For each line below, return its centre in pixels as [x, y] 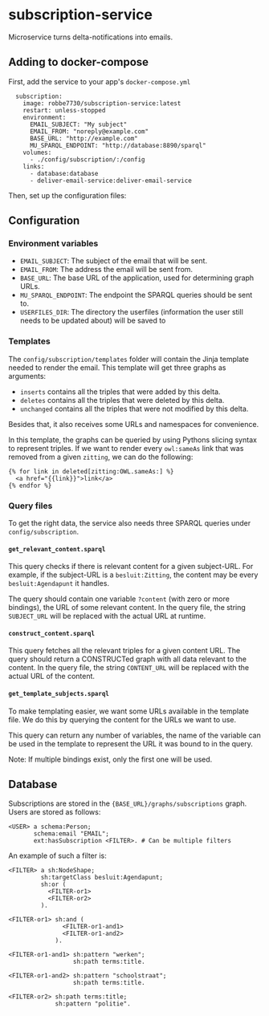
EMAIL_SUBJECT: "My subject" [78, 124]
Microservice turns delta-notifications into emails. [91, 37]
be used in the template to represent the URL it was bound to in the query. [130, 743]
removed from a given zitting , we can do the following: [101, 457]
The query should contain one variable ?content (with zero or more [119, 599]
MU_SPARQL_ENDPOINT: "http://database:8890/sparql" [118, 145]
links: [34, 166]
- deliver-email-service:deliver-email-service [111, 181]
